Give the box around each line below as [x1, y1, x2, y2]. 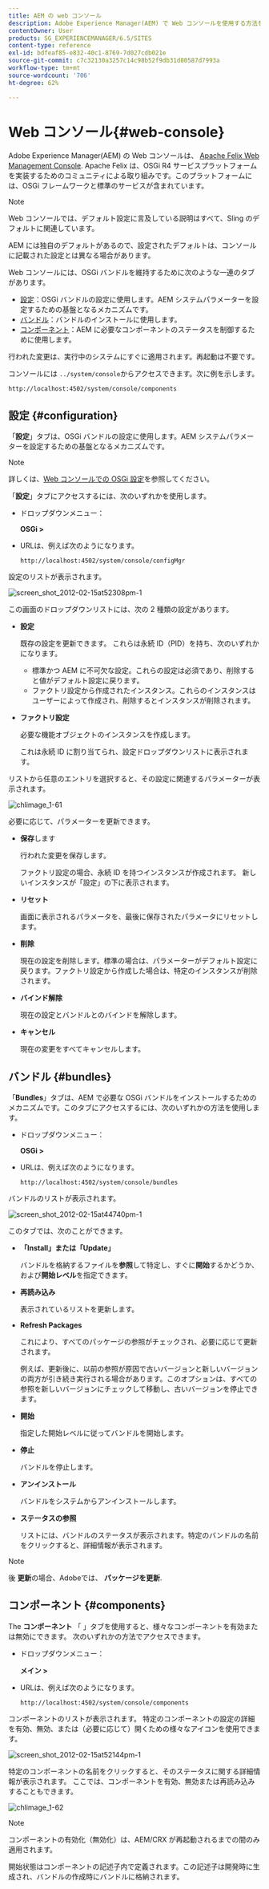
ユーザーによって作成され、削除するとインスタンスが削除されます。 [31, 695, 255, 706]
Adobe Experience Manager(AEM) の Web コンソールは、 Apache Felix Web [8, 151, 260, 160]
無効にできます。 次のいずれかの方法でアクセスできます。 [14, 1632, 206, 1641]
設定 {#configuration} [8, 408, 118, 422]
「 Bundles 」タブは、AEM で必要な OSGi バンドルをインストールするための [8, 1092, 257, 1103]
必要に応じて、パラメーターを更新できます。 [8, 817, 155, 826]
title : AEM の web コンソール [8, 11, 102, 20]
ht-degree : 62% [8, 79, 59, 87]
